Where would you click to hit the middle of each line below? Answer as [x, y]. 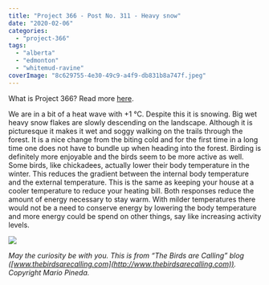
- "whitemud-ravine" [50, 68]
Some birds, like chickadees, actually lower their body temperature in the [129, 165]
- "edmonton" [37, 61]
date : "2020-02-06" [41, 23]
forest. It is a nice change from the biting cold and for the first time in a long [133, 139]
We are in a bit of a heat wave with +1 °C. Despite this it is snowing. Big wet [132, 114]
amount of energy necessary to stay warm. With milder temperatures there [132, 199]
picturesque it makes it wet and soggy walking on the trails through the [126, 131]
